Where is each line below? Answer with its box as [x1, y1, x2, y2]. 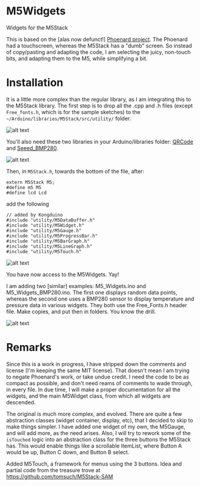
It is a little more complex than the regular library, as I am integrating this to [6, 95, 191, 103]
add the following [6, 200, 49, 208]
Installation [6, 76, 64, 89]
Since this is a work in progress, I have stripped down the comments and [6, 360, 186, 367]
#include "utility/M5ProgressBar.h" [6, 233, 98, 239]
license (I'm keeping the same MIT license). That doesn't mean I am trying [6, 367, 190, 374]
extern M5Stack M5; [6, 179, 55, 185]
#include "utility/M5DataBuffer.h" [6, 217, 95, 223]
